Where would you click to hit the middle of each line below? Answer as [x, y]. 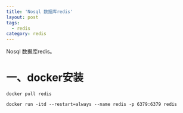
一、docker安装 [45, 78]
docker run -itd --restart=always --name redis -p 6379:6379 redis [92, 105]
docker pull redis [29, 94]
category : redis [26, 34]
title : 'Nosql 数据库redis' [40, 12]
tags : [13, 23]
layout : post [22, 17]
